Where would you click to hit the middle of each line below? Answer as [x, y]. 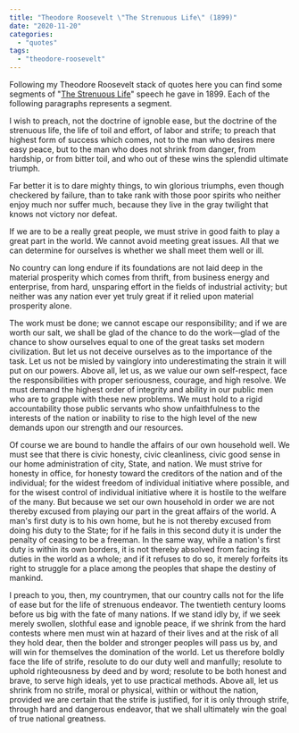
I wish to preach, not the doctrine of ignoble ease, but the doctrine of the [143, 121]
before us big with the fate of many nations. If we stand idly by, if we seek [145, 614]
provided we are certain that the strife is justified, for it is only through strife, [149, 699]
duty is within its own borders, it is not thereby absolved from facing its [140, 549]
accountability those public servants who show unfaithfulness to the [135, 409]
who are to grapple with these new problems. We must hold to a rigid [136, 399]
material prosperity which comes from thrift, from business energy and [139, 277]
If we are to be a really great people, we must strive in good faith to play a [145, 232]
